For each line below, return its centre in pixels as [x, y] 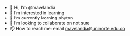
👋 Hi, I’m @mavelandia [33, 8]
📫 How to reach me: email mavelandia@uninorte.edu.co [67, 28]
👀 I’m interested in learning [37, 13]
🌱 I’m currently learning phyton [41, 18]
